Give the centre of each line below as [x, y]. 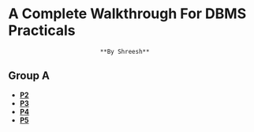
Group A [29, 76]
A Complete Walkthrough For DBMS [127, 14]
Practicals [42, 30]
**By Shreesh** [125, 51]
